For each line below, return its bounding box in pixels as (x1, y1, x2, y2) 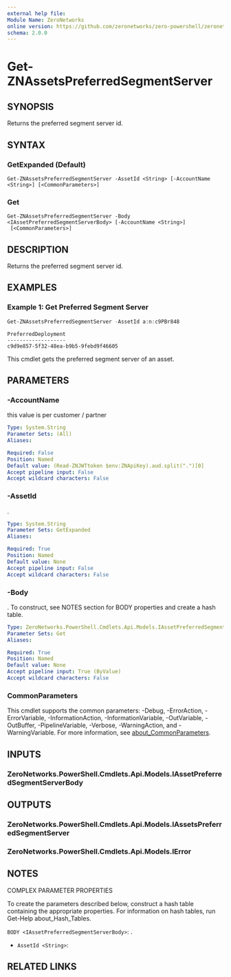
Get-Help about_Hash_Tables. (7, 914, 91, 923)
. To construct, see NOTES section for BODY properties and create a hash (7, 603, 216, 611)
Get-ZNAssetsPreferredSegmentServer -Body (7, 213, 131, 220)
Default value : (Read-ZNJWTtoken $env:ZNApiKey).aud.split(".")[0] (7, 462, 205, 469)
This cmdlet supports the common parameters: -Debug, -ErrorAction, (7, 706, 204, 715)
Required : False (7, 449, 54, 456)
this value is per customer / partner (7, 411, 107, 419)
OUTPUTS (7, 799, 52, 810)
